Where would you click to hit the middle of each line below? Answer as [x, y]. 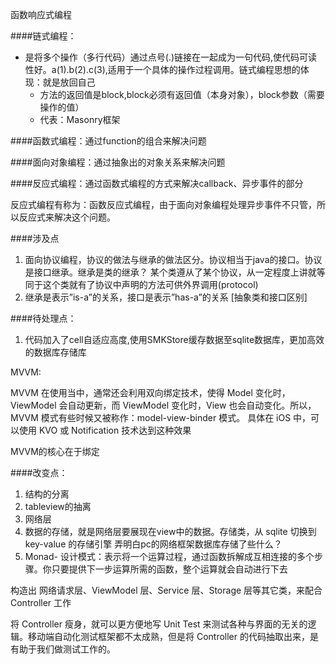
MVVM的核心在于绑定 [55, 451]
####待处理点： [43, 318]
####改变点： [39, 472]
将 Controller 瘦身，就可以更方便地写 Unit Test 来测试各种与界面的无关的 [159, 624]
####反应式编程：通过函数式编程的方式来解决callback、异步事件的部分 [157, 183]
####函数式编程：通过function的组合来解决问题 [108, 141]
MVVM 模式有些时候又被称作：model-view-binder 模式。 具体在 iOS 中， [161, 417]
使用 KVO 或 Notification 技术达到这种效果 [105, 430]
